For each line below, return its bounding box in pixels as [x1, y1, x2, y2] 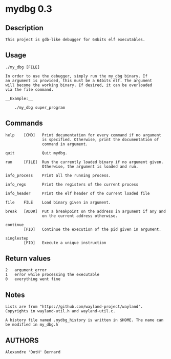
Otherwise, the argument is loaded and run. [41, 164, 139, 169]
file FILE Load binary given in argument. [5, 200, 111, 205]
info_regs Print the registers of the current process [5, 182, 139, 187]
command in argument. [41, 142, 88, 147]
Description [5, 24, 44, 32]
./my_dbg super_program [14, 105, 66, 110]
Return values [5, 254, 51, 263]
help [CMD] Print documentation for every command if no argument [5, 132, 161, 137]
